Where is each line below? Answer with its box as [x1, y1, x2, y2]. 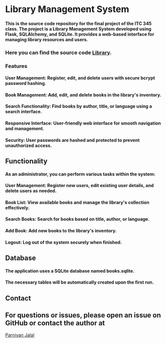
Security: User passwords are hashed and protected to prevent [5, 137, 140, 143]
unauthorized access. [5, 142, 52, 148]
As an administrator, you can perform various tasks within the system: [5, 171, 156, 177]
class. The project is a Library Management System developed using [5, 26, 152, 32]
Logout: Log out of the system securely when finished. [5, 239, 122, 245]
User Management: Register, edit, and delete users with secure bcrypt [5, 75, 155, 81]
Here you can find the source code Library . [5, 49, 112, 56]
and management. [5, 126, 44, 131]
